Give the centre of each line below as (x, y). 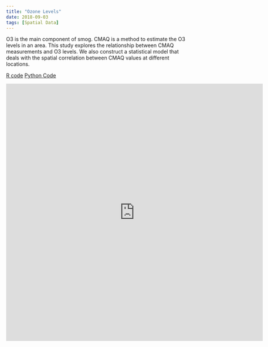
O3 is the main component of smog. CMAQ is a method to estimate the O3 (96, 39)
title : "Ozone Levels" (34, 11)
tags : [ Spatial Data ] (33, 22)
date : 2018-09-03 (27, 17)
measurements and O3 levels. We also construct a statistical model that (92, 52)
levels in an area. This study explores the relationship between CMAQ (90, 45)
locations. (18, 64)
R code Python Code (31, 76)
